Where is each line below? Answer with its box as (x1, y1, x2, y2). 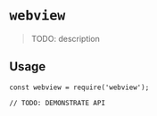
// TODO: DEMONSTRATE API (9, 98, 105, 107)
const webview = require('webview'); (9, 83, 150, 92)
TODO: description (30, 33, 101, 44)
